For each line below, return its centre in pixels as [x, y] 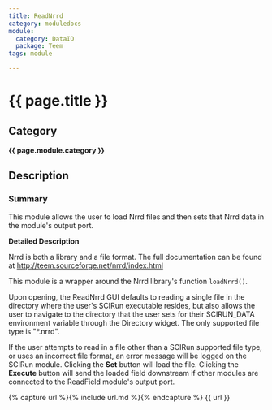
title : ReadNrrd [36, 16]
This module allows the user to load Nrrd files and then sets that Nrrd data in [136, 217]
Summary [28, 199]
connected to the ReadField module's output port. [92, 382]
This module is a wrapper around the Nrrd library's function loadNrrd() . [128, 281]
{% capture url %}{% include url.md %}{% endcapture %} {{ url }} [119, 397]
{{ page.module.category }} [57, 150]
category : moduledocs [45, 24]
